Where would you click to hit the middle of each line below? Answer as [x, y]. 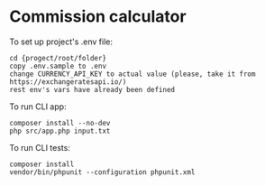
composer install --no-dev [60, 123]
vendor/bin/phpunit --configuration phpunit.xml [102, 172]
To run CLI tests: [40, 147]
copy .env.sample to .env [58, 66]
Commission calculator [98, 17]
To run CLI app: [38, 107]
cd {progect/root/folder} [58, 58]
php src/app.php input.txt [60, 131]
